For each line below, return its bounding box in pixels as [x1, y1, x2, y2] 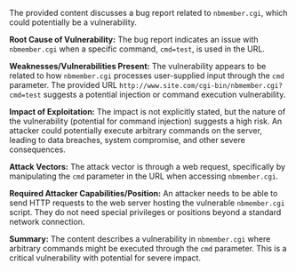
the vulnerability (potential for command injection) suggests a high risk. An [9, 116, 283, 126]
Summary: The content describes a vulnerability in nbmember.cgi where [9, 234, 271, 244]
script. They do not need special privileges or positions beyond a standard [9, 207, 282, 217]
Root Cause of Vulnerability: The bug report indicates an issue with [9, 35, 259, 44]
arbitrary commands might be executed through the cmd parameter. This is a [9, 244, 287, 253]
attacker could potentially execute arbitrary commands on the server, [9, 125, 262, 136]
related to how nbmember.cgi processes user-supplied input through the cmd [9, 70, 284, 81]
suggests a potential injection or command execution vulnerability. [43, 89, 286, 100]
